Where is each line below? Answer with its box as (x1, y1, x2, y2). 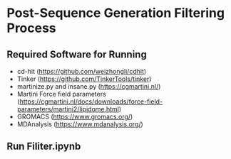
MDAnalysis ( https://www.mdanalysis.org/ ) (16, 120, 143, 128)
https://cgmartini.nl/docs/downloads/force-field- (19, 97, 163, 106)
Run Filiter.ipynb (6, 141, 81, 153)
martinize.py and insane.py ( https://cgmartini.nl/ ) (16, 82, 161, 90)
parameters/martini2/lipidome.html (16, 105, 119, 113)
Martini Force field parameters (16, 90, 106, 98)
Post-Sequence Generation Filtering (6, 5, 225, 21)
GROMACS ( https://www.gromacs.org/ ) (16, 112, 133, 121)
